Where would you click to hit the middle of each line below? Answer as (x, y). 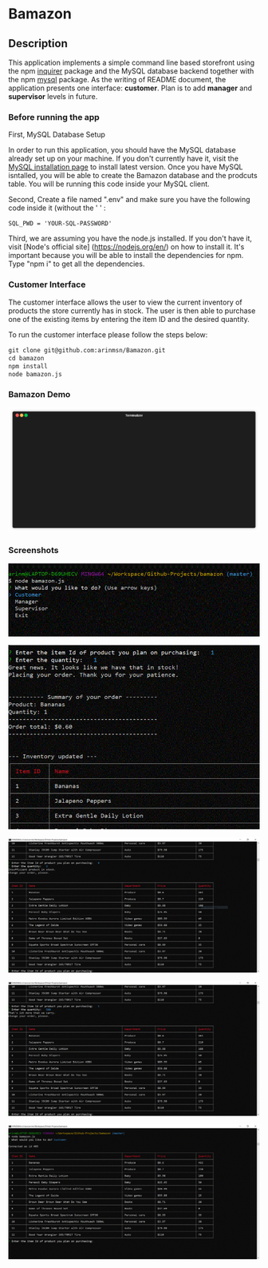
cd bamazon (26, 358)
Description (38, 44)
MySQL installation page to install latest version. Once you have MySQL (126, 167)
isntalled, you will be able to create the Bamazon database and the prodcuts (133, 176)
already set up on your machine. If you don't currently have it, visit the (124, 159)
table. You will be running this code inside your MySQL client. (109, 184)
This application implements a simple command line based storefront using (132, 62)
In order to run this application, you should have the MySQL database (122, 150)
